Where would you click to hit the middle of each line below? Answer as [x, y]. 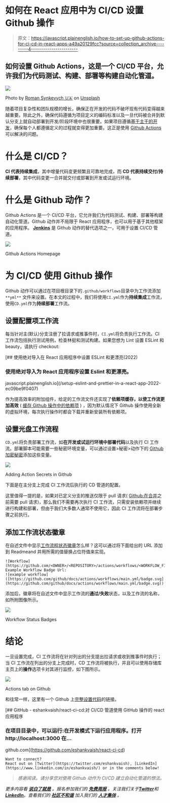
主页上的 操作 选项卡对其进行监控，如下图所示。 [54, 669]
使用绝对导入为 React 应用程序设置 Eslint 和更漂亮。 [69, 372]
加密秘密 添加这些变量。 [30, 455]
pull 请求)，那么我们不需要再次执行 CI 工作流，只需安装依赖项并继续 [90, 502]
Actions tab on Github [28, 689]
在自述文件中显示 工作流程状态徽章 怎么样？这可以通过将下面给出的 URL [79, 546]
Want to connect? [24, 759]
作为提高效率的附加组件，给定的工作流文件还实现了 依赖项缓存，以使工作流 [83, 399]
